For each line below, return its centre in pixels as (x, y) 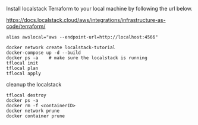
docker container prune (36, 116)
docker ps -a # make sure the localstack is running (77, 58)
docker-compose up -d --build (44, 53)
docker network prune (33, 111)
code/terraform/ (26, 26)
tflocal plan (22, 68)
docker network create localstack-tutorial (61, 47)
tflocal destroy (26, 95)
